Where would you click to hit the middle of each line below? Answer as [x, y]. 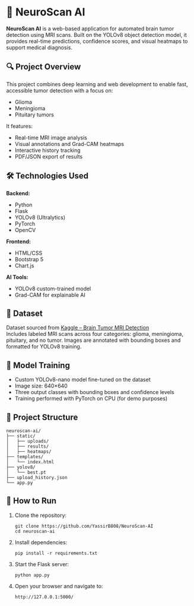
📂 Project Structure [42, 417]
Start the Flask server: [42, 564]
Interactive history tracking [48, 150]
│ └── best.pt [26, 472]
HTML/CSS [28, 253]
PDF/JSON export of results [49, 156]
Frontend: [19, 241]
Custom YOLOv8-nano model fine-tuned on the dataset [82, 380]
